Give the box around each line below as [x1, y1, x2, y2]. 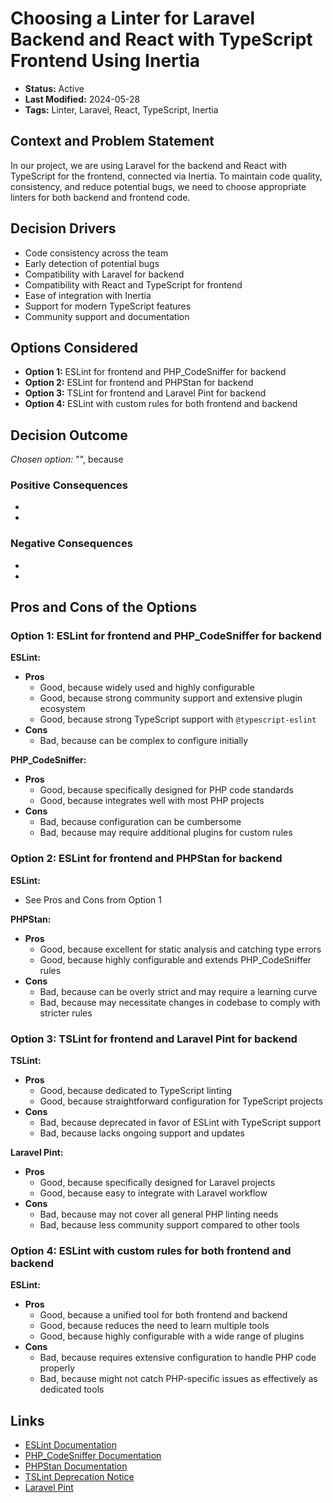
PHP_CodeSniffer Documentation [24, 1450, 162, 1462]
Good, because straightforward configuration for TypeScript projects [39, 1095, 324, 1107]
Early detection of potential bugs [24, 257, 160, 269]
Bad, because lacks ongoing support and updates [39, 1127, 245, 1139]
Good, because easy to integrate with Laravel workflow [39, 1187, 268, 1199]
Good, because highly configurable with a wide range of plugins [39, 1330, 305, 1342]
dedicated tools [39, 1383, 105, 1396]
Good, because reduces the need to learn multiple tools [39, 1320, 270, 1332]
